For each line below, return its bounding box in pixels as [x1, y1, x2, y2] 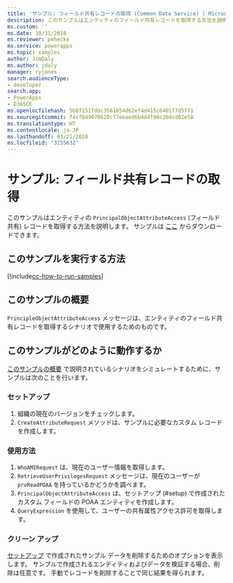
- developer [7, 81, 42, 88]
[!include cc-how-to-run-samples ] [7, 272, 104, 280]
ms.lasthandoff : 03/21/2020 [7, 133, 89, 140]
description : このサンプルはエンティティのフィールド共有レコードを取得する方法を [7, 17, 217, 24]
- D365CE [7, 101, 33, 108]
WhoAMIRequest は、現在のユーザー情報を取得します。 [17, 463, 169, 472]
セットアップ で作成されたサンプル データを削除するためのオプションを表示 [7, 551, 223, 560]
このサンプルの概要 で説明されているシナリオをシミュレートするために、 [7, 365, 215, 373]
